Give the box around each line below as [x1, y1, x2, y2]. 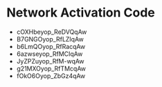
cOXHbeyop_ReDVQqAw [16, 28, 87, 36]
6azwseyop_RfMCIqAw [16, 50, 83, 58]
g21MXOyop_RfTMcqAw [16, 64, 87, 72]
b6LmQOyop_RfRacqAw [16, 42, 86, 50]
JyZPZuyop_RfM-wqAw [16, 57, 84, 65]
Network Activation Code [6, 5, 155, 21]
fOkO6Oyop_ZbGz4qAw [16, 71, 86, 80]
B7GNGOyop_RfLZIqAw [16, 35, 84, 43]
